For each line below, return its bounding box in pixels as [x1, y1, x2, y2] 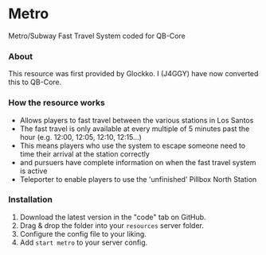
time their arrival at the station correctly [19, 149, 150, 159]
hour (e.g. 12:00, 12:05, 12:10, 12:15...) [19, 132, 142, 141]
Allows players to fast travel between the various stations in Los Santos [19, 115, 254, 125]
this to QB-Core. [8, 77, 62, 87]
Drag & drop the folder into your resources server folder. [19, 220, 205, 230]
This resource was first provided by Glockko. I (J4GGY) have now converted [8, 69, 259, 79]
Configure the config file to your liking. [19, 229, 147, 238]
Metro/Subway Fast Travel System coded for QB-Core [8, 31, 186, 41]
